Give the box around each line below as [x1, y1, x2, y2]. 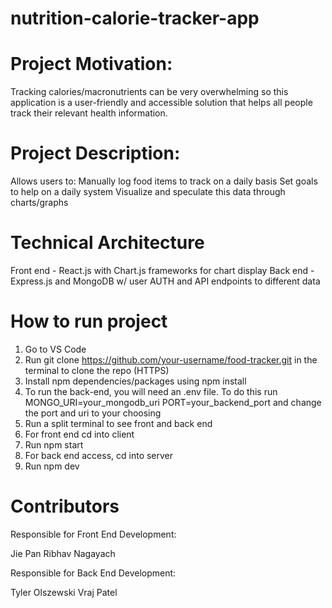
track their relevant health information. [10, 107, 168, 119]
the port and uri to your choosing [24, 407, 162, 419]
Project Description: [10, 142, 181, 165]
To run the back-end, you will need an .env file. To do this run [24, 385, 278, 397]
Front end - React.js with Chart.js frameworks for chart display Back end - [10, 265, 315, 276]
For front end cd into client [24, 428, 135, 440]
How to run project [10, 310, 168, 333]
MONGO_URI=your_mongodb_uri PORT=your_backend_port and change [24, 396, 322, 408]
